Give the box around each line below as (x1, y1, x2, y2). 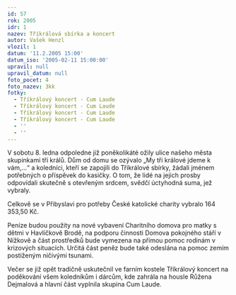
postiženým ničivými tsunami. (7, 251, 94, 260)
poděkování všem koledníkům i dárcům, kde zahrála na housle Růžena (7, 272, 212, 281)
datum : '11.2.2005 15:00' (7, 50, 83, 57)
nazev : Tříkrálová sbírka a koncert (7, 30, 115, 38)
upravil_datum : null (7, 69, 69, 77)
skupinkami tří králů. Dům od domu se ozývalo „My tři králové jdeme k (7, 156, 211, 165)
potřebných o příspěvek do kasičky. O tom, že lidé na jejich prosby (7, 171, 201, 179)
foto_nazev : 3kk (7, 83, 55, 90)
